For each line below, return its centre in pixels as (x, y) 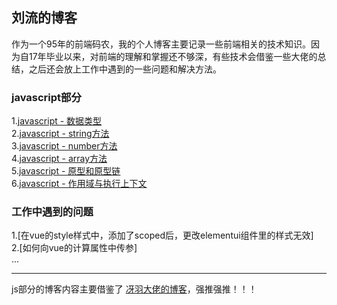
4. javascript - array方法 (59, 159)
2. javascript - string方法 (60, 134)
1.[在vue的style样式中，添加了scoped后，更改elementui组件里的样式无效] (162, 235)
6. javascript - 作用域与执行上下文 (79, 184)
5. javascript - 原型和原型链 (66, 171)
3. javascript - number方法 (64, 146)
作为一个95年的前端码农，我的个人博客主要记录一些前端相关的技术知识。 (161, 44)
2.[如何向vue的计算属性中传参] (74, 248)
